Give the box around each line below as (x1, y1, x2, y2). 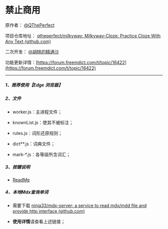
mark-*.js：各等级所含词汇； (12, 151, 71, 158)
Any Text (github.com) (5, 38, 51, 44)
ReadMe (12, 177, 30, 183)
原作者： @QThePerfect (5, 22, 55, 28)
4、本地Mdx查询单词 (5, 189, 48, 195)
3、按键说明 (5, 164, 30, 170)
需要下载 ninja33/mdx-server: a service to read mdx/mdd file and (12, 202, 147, 208)
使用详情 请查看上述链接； (12, 218, 65, 224)
